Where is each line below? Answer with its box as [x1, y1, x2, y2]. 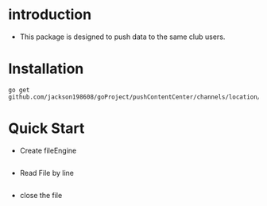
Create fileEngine [19, 146, 77, 155]
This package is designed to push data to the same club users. [19, 32, 226, 41]
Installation [8, 60, 84, 78]
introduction [8, 6, 92, 24]
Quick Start [8, 119, 85, 138]
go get [8, 86, 30, 94]
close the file [19, 190, 63, 200]
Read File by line [19, 168, 74, 177]
